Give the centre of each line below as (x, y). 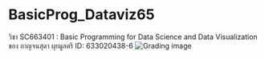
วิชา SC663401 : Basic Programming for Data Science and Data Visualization (133, 37)
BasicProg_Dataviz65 (82, 15)
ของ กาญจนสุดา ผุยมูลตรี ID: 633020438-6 (71, 45)
